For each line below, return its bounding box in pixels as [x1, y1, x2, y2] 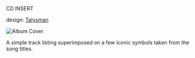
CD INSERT [6, 5, 34, 12]
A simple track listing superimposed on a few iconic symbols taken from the [6, 39, 190, 46]
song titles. [6, 45, 33, 52]
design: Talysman [6, 16, 49, 23]
